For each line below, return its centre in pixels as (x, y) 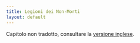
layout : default (26, 17)
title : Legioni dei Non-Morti (43, 11)
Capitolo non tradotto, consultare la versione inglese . (70, 34)
